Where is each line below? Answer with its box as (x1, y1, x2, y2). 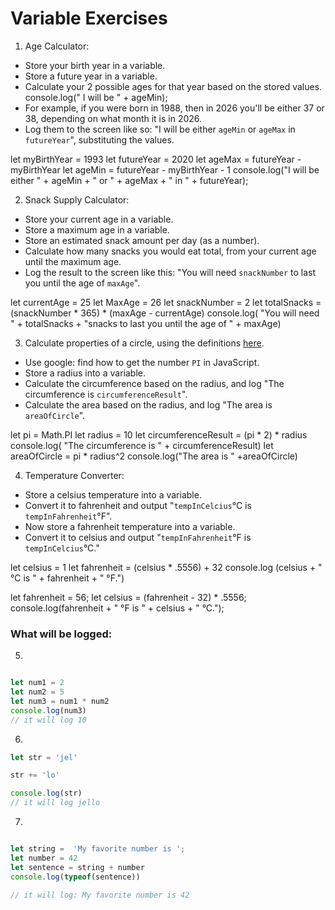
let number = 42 (10, 853, 78, 863)
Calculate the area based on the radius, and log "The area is (24, 398, 273, 411)
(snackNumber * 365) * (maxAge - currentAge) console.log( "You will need (10, 307, 320, 319)
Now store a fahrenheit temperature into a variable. (24, 520, 236, 532)
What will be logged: (10, 627, 113, 641)
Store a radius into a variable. (24, 367, 146, 379)
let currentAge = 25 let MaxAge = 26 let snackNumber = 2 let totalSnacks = (10, 296, 322, 308)
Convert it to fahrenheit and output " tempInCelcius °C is (24, 499, 252, 511)
